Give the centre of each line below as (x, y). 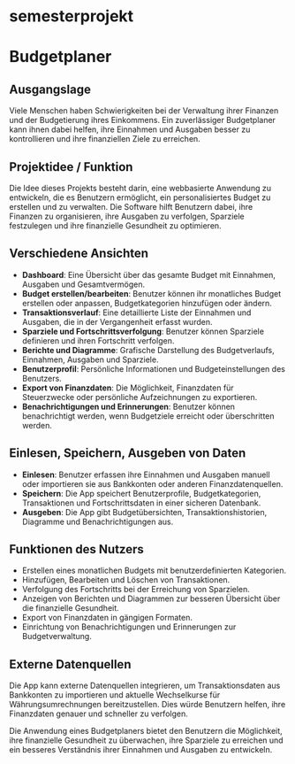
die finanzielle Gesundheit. (70, 608)
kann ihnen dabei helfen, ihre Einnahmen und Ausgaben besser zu (130, 129)
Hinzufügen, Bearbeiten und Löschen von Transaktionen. (126, 580)
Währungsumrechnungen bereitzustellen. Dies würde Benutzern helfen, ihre (147, 705)
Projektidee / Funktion (71, 167)
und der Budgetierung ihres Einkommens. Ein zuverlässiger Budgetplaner (143, 120)
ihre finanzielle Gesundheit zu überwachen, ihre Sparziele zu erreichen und (147, 740)
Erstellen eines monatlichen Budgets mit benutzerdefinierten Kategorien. (154, 571)
